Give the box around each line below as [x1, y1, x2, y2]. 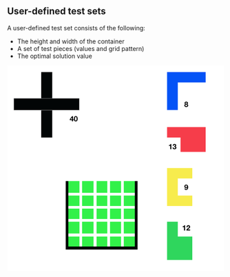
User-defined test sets [7, 6, 107, 17]
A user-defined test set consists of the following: [7, 23, 146, 32]
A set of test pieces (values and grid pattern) [17, 44, 145, 52]
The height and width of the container [17, 37, 125, 45]
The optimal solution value [17, 52, 93, 60]
